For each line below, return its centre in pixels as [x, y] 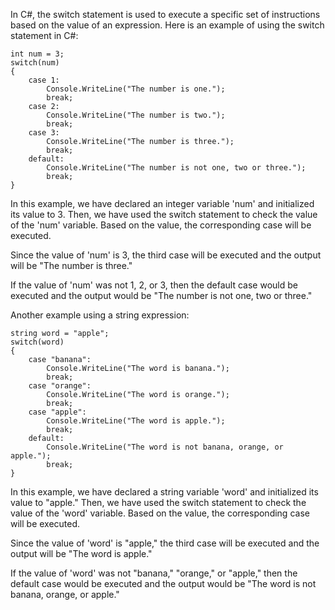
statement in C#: [44, 35]
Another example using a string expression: [100, 315]
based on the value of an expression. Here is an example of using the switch [167, 25]
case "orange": [60, 386]
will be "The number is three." [71, 265]
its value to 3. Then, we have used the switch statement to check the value [164, 214]
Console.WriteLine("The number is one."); [136, 89]
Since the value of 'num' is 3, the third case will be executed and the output [166, 255]
